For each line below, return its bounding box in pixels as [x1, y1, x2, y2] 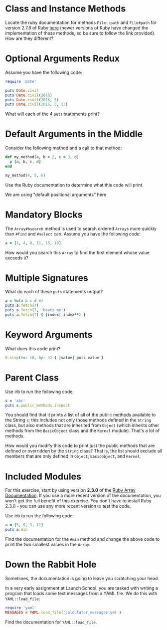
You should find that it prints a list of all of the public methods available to [5, 412, 156, 418]
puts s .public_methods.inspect [5, 403, 70, 408]
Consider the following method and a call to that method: [5, 145, 122, 151]
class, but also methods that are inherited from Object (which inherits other [5, 422, 160, 428]
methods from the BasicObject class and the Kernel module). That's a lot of [5, 427, 160, 434]
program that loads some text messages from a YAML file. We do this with [5, 591, 158, 597]
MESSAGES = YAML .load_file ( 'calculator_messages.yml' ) [5, 610, 122, 615]
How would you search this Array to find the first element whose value [5, 249, 150, 255]
